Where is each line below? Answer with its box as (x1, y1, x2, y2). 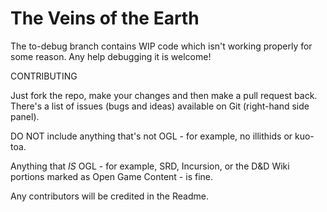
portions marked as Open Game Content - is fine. (10, 170, 214, 182)
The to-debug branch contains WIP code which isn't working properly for (10, 40, 313, 52)
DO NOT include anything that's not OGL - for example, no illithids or (10, 130, 293, 142)
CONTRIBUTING (10, 70, 78, 82)
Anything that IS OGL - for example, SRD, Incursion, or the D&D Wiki (10, 160, 290, 172)
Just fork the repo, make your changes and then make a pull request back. (10, 89, 318, 101)
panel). (10, 110, 40, 122)
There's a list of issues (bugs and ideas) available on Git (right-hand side (10, 100, 310, 112)
